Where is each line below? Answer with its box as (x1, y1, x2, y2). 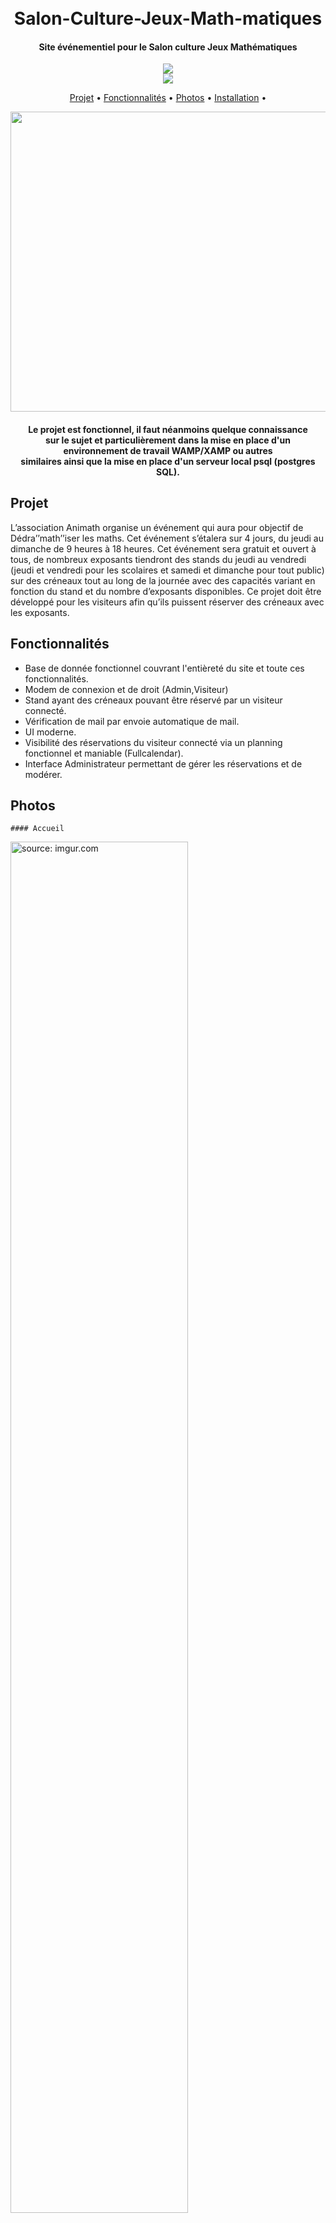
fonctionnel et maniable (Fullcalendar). (24, 747, 184, 759)
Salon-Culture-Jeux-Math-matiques (13, 7, 323, 30)
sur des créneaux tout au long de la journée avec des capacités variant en (10, 574, 316, 586)
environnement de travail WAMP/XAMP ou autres (63, 444, 273, 456)
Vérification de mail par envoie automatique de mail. (24, 715, 240, 727)
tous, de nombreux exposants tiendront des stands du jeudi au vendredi (10, 553, 307, 565)
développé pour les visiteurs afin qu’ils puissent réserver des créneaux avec (10, 596, 325, 608)
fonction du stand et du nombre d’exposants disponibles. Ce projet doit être (10, 585, 322, 597)
